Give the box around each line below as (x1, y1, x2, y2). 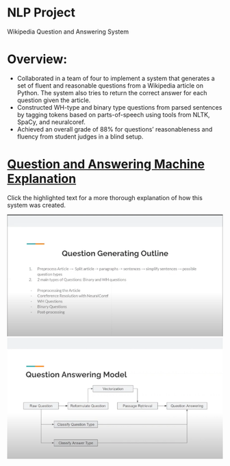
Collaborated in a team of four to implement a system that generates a (16, 74, 216, 82)
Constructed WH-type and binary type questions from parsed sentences (16, 103, 222, 111)
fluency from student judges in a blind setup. (16, 132, 144, 140)
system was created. (7, 201, 66, 209)
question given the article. (16, 96, 91, 104)
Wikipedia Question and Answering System (7, 27, 129, 36)
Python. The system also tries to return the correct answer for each (16, 88, 207, 97)
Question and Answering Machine (7, 156, 205, 172)
